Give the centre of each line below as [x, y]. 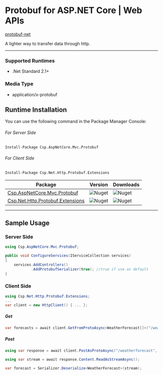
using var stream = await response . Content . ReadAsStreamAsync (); [72, 359]
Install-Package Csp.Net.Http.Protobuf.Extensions [57, 172]
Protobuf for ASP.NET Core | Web [73, 10]
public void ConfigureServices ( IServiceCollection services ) [68, 256]
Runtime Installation [36, 110]
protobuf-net [18, 34]
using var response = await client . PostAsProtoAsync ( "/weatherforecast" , [81, 351]
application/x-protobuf [34, 94]
